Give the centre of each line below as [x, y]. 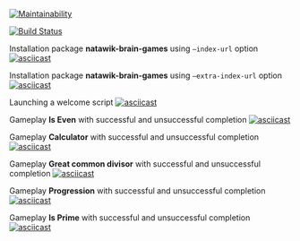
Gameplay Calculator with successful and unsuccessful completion [134, 137]
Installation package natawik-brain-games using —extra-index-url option [146, 75]
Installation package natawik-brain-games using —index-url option [134, 48]
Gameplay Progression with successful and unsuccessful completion [137, 191]
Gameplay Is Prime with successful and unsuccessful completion [130, 218]
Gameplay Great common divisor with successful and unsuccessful [135, 164]
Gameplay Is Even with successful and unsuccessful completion [128, 120]
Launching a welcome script [61, 102]
